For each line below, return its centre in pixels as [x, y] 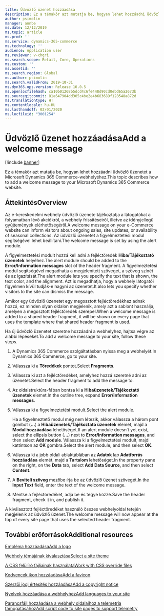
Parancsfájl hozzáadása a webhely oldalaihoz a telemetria [63, 603]
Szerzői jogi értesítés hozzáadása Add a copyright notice [62, 584]
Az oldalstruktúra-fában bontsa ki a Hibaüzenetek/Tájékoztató [76, 390]
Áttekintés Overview [36, 203]
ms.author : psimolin [26, 78]
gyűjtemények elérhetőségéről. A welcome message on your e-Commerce [79, 225]
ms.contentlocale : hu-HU [30, 105]
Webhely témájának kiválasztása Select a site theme [57, 556]
